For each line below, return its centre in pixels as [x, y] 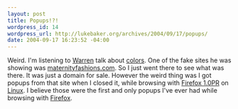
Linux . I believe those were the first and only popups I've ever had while [113, 91]
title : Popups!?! [33, 21]
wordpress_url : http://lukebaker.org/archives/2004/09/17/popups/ [108, 34]
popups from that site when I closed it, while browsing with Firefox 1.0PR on [118, 83]
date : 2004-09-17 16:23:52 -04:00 [59, 40]
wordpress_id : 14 [33, 27]
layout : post [27, 14]
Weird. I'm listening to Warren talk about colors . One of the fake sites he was [119, 60]
